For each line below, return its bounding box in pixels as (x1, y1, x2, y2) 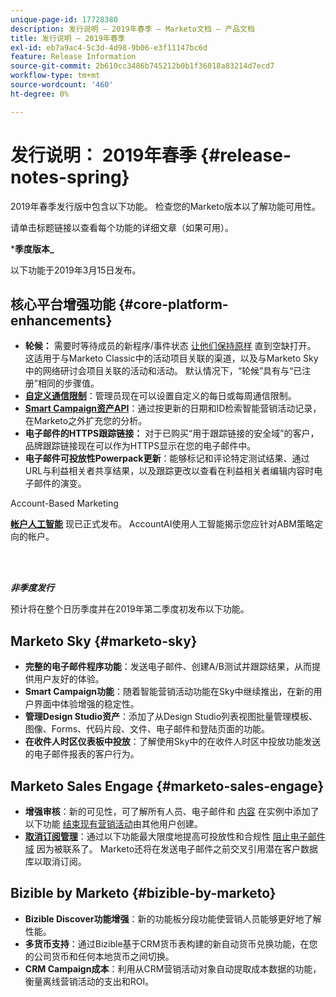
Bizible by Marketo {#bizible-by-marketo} (10, 885, 277, 902)
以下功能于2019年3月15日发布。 (10, 264, 142, 276)
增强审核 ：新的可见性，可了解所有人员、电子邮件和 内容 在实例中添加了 (24, 806, 320, 817)
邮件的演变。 (33, 477, 87, 490)
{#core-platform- (118, 296, 229, 313)
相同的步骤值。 (37, 377, 100, 390)
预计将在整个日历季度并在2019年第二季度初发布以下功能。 (10, 603, 250, 615)
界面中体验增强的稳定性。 (33, 698, 140, 710)
